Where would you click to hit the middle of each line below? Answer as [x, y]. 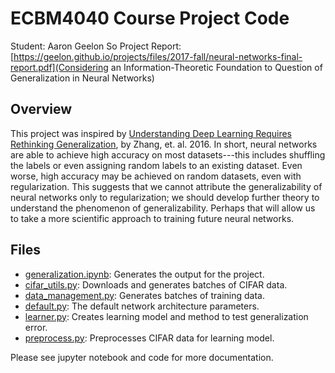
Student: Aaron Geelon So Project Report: [96, 46]
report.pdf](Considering [59, 67]
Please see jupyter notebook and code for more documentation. [142, 357]
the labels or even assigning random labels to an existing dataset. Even [156, 165]
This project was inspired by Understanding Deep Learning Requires [151, 133]
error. [36, 327]
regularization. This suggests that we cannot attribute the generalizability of [166, 186]
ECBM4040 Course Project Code [150, 18]
